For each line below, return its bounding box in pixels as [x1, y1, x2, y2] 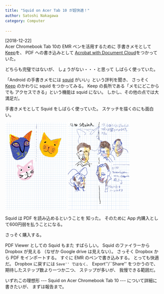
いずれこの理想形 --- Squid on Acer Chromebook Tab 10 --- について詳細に [5, 278, 158, 284]
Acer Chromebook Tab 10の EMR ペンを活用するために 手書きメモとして [5, 43, 152, 49]
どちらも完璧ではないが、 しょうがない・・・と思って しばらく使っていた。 [5, 67, 159, 73]
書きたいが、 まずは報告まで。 [5, 284, 67, 290]
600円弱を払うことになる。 [9, 221, 66, 227]
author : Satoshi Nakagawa [5, 13, 58, 18]
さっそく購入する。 [5, 232, 44, 238]
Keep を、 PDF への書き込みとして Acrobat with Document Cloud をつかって [5, 50, 158, 56]
